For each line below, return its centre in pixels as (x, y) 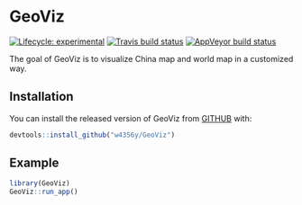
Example (34, 163)
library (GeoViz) (40, 183)
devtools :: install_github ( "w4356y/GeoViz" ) (92, 135)
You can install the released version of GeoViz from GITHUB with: (131, 118)
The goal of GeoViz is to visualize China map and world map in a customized (151, 58)
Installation (41, 97)
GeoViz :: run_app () (44, 192)
